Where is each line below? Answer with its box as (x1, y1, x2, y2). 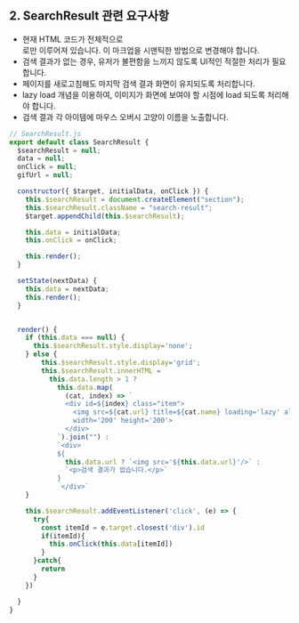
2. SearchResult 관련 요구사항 (9, 8, 170, 24)
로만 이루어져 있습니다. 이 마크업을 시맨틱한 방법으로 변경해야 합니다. (21, 44, 260, 55)
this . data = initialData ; (25, 228, 122, 237)
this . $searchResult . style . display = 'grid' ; (41, 359, 201, 368)
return (41, 564, 66, 574)
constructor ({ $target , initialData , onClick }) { (17, 187, 209, 196)
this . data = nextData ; (25, 284, 109, 294)
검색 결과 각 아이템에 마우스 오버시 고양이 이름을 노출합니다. (21, 111, 230, 122)
